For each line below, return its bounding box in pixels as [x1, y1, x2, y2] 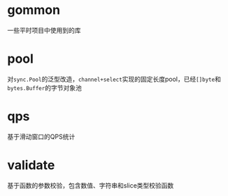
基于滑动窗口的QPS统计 [7, 132, 76, 141]
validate [7, 158, 55, 173]
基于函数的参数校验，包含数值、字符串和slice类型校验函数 [7, 181, 174, 190]
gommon [7, 2, 61, 18]
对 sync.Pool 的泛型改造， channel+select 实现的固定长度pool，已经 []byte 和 [7, 75, 222, 83]
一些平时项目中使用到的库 [7, 26, 81, 34]
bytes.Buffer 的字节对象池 [7, 83, 82, 92]
